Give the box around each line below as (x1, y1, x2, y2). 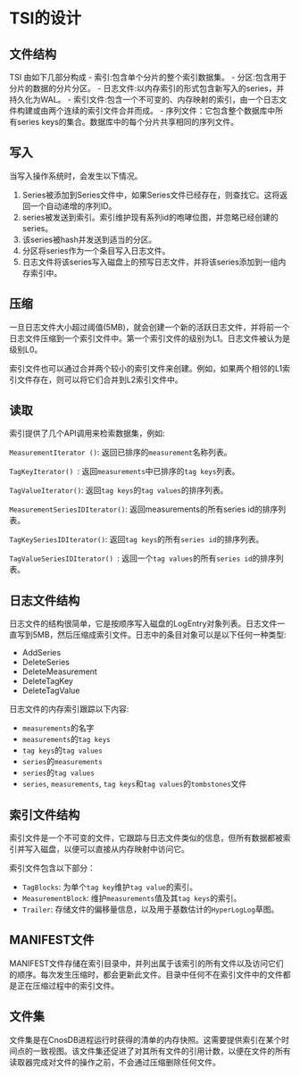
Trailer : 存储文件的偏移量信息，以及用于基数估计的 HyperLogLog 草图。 (21, 904, 279, 915)
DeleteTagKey (21, 676, 74, 687)
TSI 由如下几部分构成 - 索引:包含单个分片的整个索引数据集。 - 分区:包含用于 (9, 72, 287, 82)
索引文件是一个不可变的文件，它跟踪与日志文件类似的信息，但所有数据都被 (9, 832, 283, 844)
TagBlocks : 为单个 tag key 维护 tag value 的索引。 (21, 881, 198, 893)
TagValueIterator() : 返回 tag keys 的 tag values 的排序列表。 (9, 485, 229, 496)
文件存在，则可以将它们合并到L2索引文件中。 (16, 374, 183, 385)
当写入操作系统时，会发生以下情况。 (9, 171, 143, 181)
